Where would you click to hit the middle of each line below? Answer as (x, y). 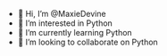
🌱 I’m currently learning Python (75, 32)
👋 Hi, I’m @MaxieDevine (62, 14)
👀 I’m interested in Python (65, 23)
